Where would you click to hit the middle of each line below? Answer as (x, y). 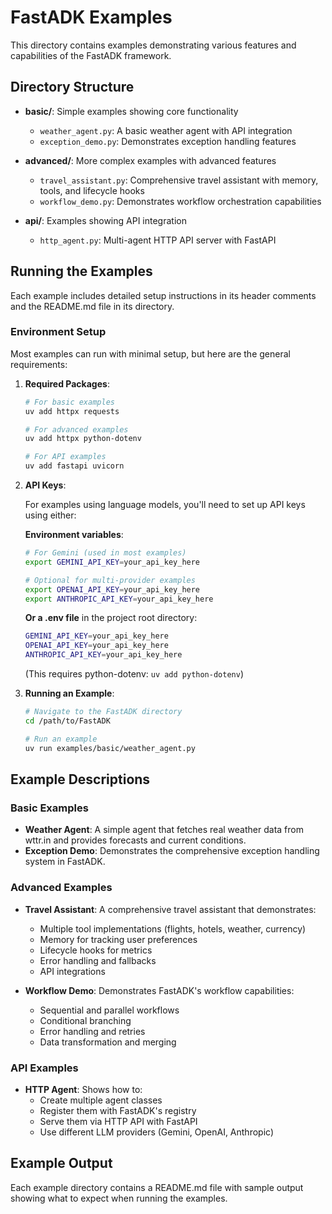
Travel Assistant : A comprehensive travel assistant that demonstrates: (170, 909)
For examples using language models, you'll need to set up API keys (165, 505)
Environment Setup (58, 332)
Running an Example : (69, 693)
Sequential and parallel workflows (109, 1010)
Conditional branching (85, 1020)
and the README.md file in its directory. (92, 306)
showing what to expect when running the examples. (119, 1198)
